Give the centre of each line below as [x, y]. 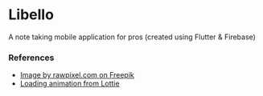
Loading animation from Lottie [70, 84]
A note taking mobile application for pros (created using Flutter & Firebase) [132, 37]
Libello [31, 15]
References [31, 58]
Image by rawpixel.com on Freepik [77, 75]
